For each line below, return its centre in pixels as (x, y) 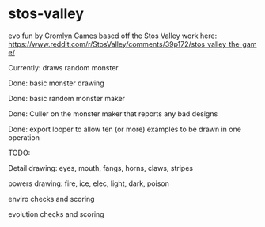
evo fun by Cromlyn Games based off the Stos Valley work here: (113, 36)
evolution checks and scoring (56, 214)
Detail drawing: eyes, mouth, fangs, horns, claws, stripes (101, 168)
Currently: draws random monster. (64, 67)
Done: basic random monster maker (66, 98)
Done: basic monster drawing (56, 83)
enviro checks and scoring (51, 199)
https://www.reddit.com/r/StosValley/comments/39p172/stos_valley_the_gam (132, 44)
